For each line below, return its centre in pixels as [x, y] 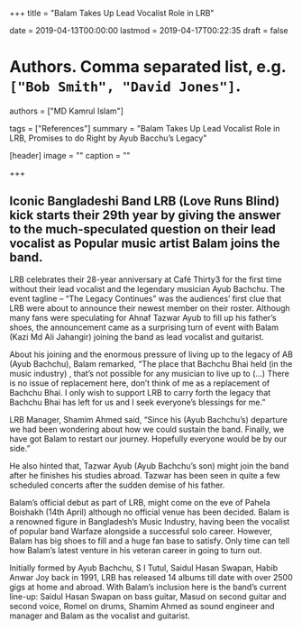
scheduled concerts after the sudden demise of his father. [117, 485]
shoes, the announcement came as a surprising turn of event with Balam [144, 327]
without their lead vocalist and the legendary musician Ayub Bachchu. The [147, 288]
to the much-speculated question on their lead [143, 229]
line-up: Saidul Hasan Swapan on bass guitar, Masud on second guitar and [148, 596]
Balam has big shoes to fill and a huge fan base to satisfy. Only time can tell [150, 541]
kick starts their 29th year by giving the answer [145, 215]
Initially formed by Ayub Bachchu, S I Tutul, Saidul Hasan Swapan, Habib [143, 568]
